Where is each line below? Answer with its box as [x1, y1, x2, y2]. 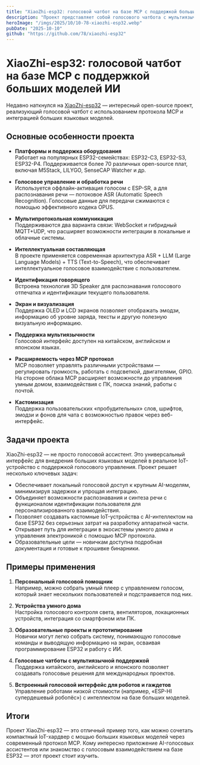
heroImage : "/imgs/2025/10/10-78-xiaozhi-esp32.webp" [6, 20, 143, 26]
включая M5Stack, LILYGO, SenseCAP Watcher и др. [14, 166, 146, 174]
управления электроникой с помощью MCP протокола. [14, 532, 157, 539]
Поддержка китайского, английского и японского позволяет [14, 663, 169, 670]
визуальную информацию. [14, 319, 83, 326]
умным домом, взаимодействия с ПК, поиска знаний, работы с [14, 380, 177, 388]
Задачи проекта [6, 435, 70, 445]
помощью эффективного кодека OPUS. [14, 203, 115, 211]
